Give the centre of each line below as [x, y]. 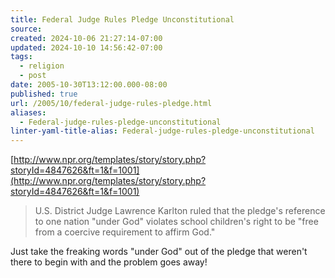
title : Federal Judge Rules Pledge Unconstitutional [122, 19]
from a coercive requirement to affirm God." [125, 232]
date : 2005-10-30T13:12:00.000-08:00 [89, 85]
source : [26, 29]
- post [33, 76]
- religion [42, 66]
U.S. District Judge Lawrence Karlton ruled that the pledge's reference [180, 211]
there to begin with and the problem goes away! [109, 262]
